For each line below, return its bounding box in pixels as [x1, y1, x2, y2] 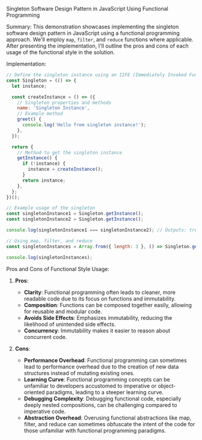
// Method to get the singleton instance [17, 150, 122, 156]
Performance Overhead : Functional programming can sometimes [23, 356, 188, 364]
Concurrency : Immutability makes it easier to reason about [23, 327, 171, 334]
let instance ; [11, 83, 47, 89]
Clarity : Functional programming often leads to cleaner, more [23, 289, 176, 296]
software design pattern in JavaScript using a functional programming [6, 29, 180, 37]
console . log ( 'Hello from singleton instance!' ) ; [22, 122, 147, 128]
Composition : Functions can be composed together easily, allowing [23, 301, 192, 308]
